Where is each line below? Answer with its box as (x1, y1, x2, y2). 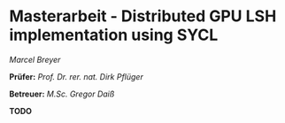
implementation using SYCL (9, 25, 219, 45)
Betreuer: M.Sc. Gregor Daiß (9, 88, 115, 99)
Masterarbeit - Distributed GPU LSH (9, 6, 277, 27)
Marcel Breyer (9, 54, 61, 65)
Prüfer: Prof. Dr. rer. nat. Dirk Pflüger (9, 71, 143, 81)
